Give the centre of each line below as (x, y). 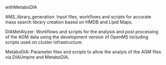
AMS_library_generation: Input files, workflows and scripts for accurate (78, 17)
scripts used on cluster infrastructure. (44, 42)
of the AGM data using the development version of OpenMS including (77, 37)
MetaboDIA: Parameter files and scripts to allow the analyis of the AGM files (83, 52)
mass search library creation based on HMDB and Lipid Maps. (69, 22)
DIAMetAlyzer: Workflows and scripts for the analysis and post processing (82, 32)
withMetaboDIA (21, 7)
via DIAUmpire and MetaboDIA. (37, 57)
